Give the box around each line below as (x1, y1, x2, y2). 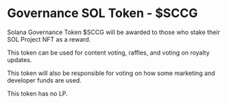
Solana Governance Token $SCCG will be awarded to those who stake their (7, 28, 221, 36)
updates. (7, 55, 32, 63)
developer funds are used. (7, 76, 82, 84)
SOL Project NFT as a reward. (7, 35, 91, 43)
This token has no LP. (7, 89, 69, 98)
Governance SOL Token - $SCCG (7, 5, 198, 21)
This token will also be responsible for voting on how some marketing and (7, 69, 215, 77)
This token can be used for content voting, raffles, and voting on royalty (7, 48, 211, 57)
